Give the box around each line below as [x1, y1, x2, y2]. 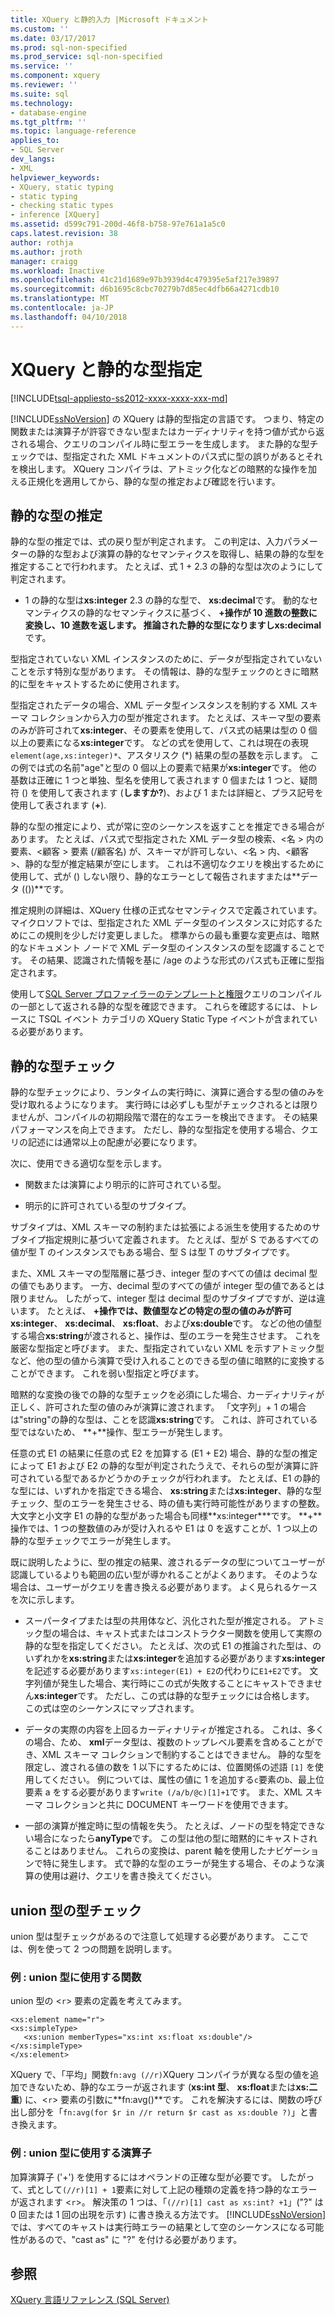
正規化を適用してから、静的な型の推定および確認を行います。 [27, 475, 281, 487]
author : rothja [10, 237, 74, 248]
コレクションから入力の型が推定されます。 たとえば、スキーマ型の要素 [29, 712, 322, 724]
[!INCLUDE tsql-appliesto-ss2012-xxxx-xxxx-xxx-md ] [10, 392, 228, 404]
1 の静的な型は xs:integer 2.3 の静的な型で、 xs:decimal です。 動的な [24, 594, 310, 606]
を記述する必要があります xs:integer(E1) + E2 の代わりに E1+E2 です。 [24, 1665, 308, 1677]
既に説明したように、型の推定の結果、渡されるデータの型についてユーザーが [10, 1556, 325, 1568]
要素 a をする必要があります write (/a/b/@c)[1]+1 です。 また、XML [24, 1786, 303, 1798]
